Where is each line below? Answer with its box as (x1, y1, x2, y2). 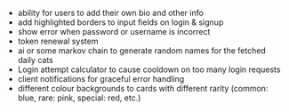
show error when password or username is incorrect (17, 27, 211, 36)
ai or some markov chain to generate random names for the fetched (17, 45, 267, 56)
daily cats (17, 55, 53, 65)
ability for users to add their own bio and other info (17, 8, 205, 18)
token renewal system (17, 36, 99, 46)
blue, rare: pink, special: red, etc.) (17, 92, 141, 103)
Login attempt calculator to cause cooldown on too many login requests (17, 64, 281, 75)
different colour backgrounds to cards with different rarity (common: (17, 84, 269, 93)
